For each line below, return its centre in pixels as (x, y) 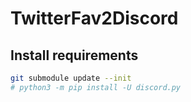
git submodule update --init (71, 78)
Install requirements (74, 55)
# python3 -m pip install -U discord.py (96, 87)
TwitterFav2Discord (94, 18)
